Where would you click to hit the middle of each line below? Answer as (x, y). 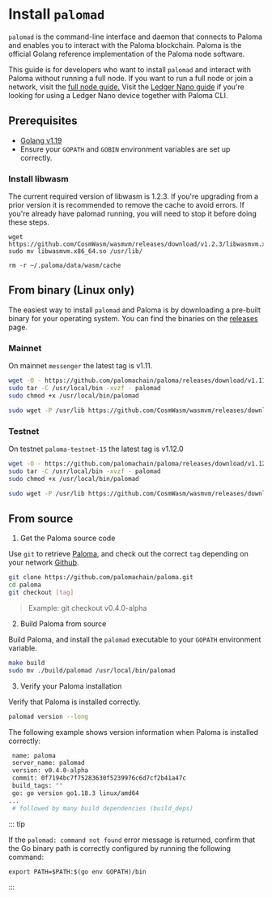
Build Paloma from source (63, 623)
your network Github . (44, 563)
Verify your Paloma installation (71, 685)
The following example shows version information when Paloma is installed (134, 732)
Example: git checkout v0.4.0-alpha (87, 608)
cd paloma (25, 585)
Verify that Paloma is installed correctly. (74, 702)
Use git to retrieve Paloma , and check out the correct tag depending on (129, 554)
